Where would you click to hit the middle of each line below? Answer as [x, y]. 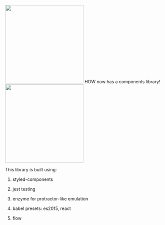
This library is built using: [31, 170]
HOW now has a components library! [122, 82]
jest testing [24, 189]
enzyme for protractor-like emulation [50, 199]
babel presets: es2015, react [41, 208]
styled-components [33, 179]
